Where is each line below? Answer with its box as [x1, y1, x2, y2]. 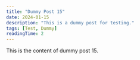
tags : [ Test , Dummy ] [6, 25, 58, 31]
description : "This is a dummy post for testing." [6, 20, 135, 26]
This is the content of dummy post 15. [6, 47, 98, 54]
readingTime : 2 [6, 31, 44, 37]
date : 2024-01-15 [6, 14, 49, 20]
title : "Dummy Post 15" [6, 8, 66, 15]
